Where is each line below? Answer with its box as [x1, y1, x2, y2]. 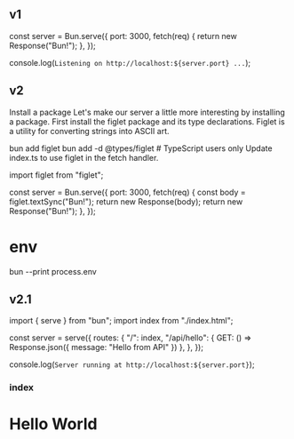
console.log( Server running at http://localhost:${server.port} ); [9, 359, 255, 370]
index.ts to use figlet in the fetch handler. [9, 152, 159, 163]
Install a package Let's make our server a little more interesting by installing [9, 107, 286, 117]
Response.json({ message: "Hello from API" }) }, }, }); [9, 342, 204, 353]
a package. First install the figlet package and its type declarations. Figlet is [9, 116, 286, 127]
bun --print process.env [9, 266, 98, 276]
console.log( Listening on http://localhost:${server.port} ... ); [9, 57, 251, 68]
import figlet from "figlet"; [9, 169, 104, 180]
